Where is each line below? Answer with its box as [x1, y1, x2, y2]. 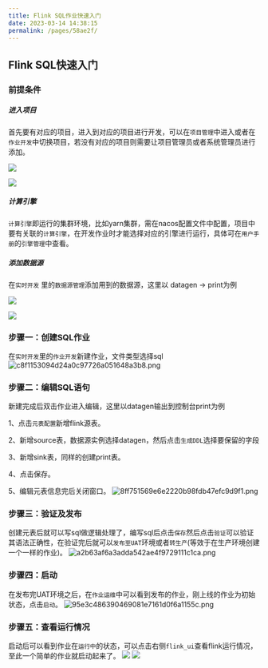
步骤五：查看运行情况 [8, 621, 90, 632]
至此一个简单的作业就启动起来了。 [8, 651, 120, 661]
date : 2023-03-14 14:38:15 [8, 19, 98, 27]
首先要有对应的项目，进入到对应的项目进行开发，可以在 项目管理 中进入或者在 [8, 127, 256, 137]
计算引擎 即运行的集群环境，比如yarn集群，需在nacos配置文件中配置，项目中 [8, 218, 255, 228]
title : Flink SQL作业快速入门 [8, 11, 101, 20]
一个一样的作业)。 [8, 548, 68, 558]
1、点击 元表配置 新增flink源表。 [8, 419, 105, 428]
